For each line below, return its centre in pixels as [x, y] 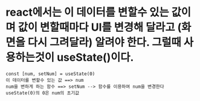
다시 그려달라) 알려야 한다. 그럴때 [105, 42]
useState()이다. [95, 57]
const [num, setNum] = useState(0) [50, 74]
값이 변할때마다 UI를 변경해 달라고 [96, 27]
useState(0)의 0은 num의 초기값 [43, 93]
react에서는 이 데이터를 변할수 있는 [88, 12]
